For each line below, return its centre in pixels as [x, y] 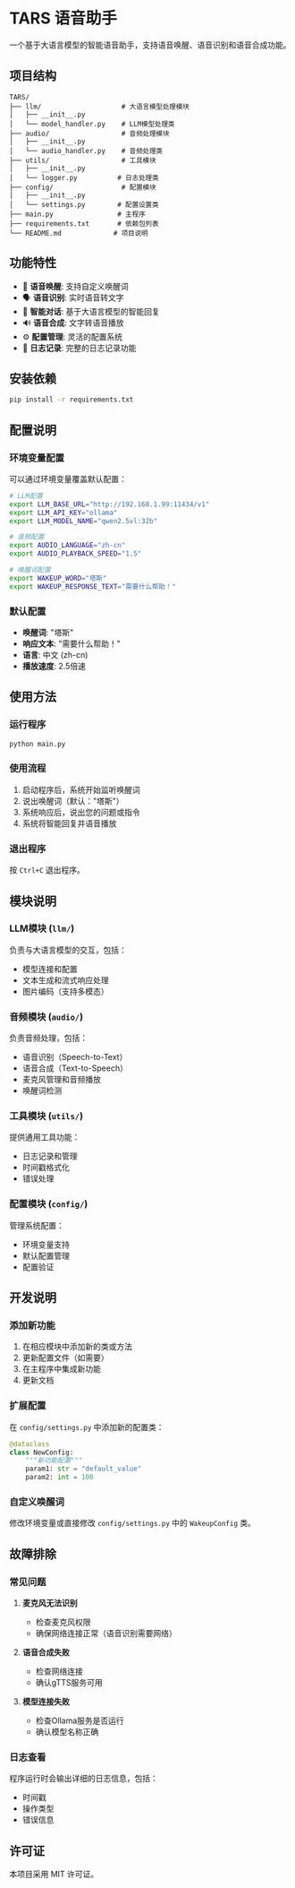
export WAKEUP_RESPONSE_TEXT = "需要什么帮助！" [93, 586]
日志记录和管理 [50, 1156]
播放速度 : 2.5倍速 [54, 666]
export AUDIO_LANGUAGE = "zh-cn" [67, 546]
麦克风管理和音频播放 [61, 1080]
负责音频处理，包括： [48, 1038]
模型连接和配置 [50, 969]
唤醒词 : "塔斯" [48, 632]
